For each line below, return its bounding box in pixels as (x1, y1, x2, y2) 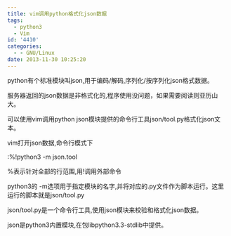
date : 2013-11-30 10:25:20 (7, 56, 86, 63)
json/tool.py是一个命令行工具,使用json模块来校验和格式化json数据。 (7, 205, 203, 214)
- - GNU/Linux (13, 50, 55, 57)
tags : (7, 17, 23, 24)
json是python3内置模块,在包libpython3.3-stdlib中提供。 (7, 221, 168, 229)
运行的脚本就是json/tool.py (7, 190, 85, 199)
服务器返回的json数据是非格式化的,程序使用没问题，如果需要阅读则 (7, 91, 200, 99)
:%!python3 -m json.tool (7, 152, 78, 161)
